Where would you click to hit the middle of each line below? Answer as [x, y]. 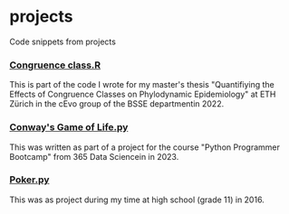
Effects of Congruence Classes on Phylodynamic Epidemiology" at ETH [143, 94]
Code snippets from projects [63, 42]
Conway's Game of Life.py [69, 127]
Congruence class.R [55, 65]
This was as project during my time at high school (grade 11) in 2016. [137, 200]
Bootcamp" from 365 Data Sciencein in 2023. [94, 156]
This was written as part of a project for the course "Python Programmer [145, 147]
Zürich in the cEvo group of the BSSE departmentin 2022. [117, 104]
